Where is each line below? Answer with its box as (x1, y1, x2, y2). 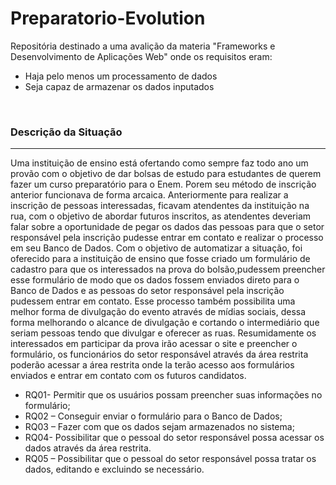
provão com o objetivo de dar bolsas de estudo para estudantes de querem (10, 168, 322, 180)
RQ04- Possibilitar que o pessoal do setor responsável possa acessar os (24, 432, 325, 444)
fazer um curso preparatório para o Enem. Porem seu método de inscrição (10, 178, 317, 191)
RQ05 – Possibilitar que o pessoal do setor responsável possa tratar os (24, 453, 317, 465)
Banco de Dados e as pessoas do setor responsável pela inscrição (10, 285, 285, 297)
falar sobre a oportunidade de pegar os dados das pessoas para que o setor (10, 221, 325, 233)
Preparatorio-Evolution (10, 7, 206, 30)
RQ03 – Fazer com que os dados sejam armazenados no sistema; (24, 421, 295, 433)
